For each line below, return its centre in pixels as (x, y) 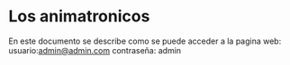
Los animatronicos (79, 16)
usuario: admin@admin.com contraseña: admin (95, 50)
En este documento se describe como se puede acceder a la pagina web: (145, 41)
